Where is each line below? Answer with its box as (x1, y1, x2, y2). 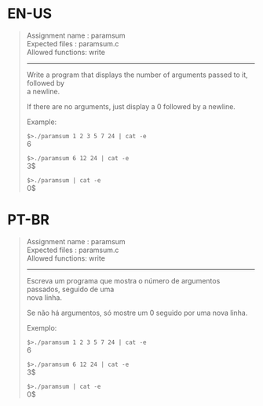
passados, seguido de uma (26, 284, 115, 294)
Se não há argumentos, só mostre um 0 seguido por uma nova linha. (26, 308, 248, 317)
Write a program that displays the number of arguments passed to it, (26, 70, 248, 79)
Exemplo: (26, 323, 57, 332)
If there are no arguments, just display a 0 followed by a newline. (26, 101, 236, 111)
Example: (26, 117, 57, 126)
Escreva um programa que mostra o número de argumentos (26, 276, 221, 285)
